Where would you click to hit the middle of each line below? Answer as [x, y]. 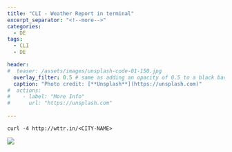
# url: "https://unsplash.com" [60, 103]
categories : [24, 26]
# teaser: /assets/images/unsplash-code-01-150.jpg [85, 71]
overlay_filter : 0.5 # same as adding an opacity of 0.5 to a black [114, 77]
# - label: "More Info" [46, 97]
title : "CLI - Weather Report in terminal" [71, 13]
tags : [15, 39]
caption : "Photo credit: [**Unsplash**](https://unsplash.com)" [108, 84]
